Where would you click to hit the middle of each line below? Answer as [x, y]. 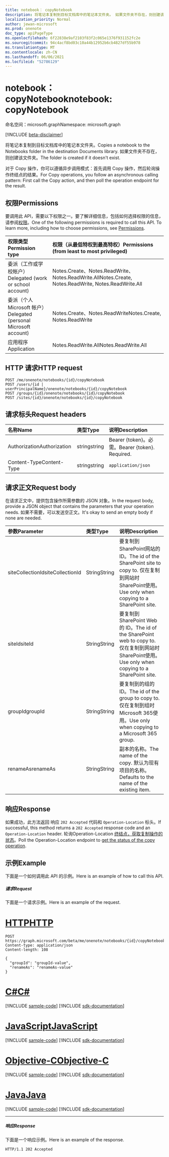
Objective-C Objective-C [57, 1061]
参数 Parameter [26, 532]
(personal [19, 320]
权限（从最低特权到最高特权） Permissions [103, 245]
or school [19, 284]
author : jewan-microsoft [31, 24]
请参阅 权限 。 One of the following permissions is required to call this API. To [83, 222]
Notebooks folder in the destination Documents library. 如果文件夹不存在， [82, 152]
